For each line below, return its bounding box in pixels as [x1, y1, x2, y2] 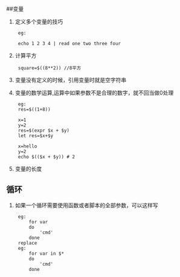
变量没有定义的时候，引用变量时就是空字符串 [14, 76, 127, 83]
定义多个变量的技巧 [14, 18, 63, 25]
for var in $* [28, 251, 65, 257]
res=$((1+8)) [18, 107, 51, 113]
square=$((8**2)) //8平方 [18, 65, 82, 71]
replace [18, 240, 37, 246]
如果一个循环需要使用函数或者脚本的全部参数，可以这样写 [14, 201, 158, 209]
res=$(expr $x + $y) [18, 128, 69, 134]
